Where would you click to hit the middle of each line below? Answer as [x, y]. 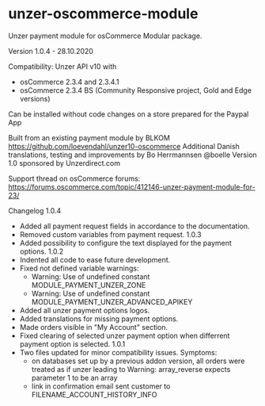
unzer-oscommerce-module [103, 14]
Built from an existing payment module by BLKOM [89, 138]
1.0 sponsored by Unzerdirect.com [64, 163]
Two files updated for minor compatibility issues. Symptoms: [118, 352]
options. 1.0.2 [42, 251]
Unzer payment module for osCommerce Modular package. [105, 36]
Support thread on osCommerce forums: [74, 178]
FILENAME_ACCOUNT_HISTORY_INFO [94, 394]
